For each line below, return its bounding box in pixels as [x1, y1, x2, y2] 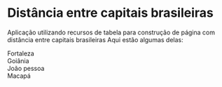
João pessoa [7, 64, 45, 72]
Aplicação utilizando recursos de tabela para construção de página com [7, 28, 216, 36]
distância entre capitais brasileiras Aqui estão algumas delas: [7, 35, 183, 43]
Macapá [7, 72, 32, 80]
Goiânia [7, 56, 29, 65]
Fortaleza [7, 49, 35, 58]
